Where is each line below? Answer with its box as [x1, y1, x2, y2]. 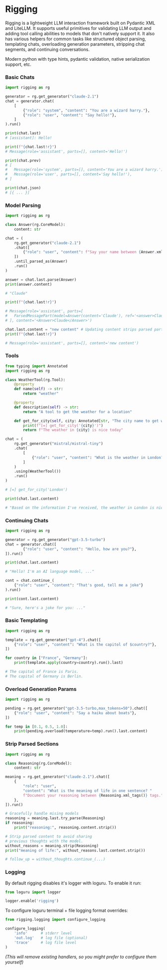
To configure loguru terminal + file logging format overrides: [5, 907, 128, 914]
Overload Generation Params [5, 685, 77, 692]
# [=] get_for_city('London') [5, 487, 68, 492]
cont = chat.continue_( [5, 578, 55, 583]
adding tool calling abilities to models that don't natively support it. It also [5, 30, 155, 36]
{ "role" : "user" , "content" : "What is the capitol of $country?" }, [14, 642, 157, 647]
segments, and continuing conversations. [5, 46, 90, 52]
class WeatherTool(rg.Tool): [5, 377, 66, 382]
